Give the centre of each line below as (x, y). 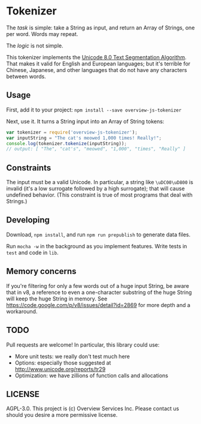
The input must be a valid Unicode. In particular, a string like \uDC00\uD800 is (100, 182)
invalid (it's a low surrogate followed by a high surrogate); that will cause (96, 189)
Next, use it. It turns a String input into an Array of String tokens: (85, 121)
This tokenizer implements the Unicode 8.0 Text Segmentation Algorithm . (96, 57)
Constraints (29, 168)
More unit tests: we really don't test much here (72, 356)
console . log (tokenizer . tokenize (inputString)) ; (67, 143)
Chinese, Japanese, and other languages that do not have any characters (97, 70)
